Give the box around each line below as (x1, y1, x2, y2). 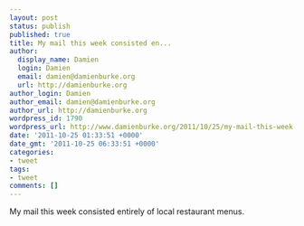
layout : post (9, 13, 59, 23)
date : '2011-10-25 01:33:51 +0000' (9, 131, 144, 140)
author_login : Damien (9, 89, 91, 98)
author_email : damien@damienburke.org (9, 97, 156, 107)
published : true (9, 30, 71, 39)
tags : (9, 165, 30, 174)
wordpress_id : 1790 (9, 114, 83, 123)
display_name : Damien (17, 55, 100, 64)
